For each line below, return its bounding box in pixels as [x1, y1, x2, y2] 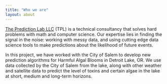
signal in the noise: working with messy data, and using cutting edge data [5, 36, 158, 43]
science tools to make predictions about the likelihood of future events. [5, 42, 153, 48]
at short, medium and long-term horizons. [5, 73, 93, 79]
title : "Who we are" [5, 7, 49, 13]
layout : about [5, 12, 35, 17]
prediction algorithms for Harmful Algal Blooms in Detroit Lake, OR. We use [5, 57, 161, 63]
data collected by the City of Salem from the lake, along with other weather [5, 62, 162, 68]
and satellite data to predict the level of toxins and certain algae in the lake [5, 67, 160, 73]
